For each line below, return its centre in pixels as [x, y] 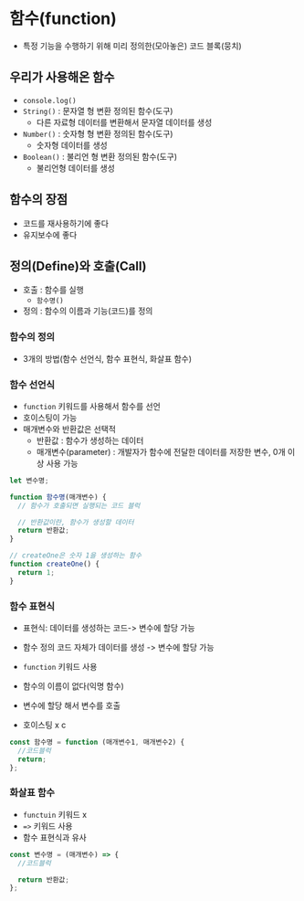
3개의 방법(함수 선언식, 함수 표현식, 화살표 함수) [107, 358]
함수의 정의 [32, 337]
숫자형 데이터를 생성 [72, 145]
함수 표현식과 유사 [54, 837]
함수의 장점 [39, 200]
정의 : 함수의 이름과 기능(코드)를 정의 [88, 311]
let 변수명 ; [29, 481]
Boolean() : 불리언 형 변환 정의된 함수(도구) [100, 156]
